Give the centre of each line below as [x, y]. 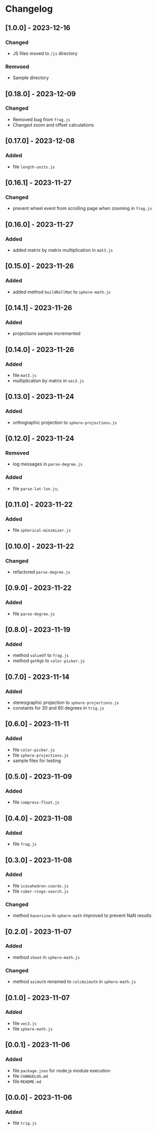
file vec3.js [24, 1023]
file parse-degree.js [34, 614]
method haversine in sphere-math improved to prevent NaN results [82, 915]
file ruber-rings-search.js [41, 891]
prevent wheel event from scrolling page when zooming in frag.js [82, 208]
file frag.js [24, 844]
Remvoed [17, 66]
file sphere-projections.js [41, 755]
